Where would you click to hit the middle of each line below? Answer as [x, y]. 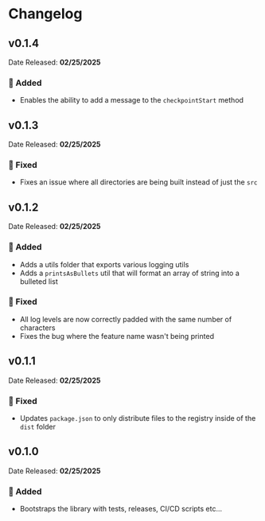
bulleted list [39, 281]
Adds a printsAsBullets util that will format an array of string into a [130, 273]
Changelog [45, 14]
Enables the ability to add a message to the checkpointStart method [132, 100]
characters [37, 328]
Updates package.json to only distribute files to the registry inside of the [138, 418]
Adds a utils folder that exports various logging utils [104, 264]
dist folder [37, 426]
